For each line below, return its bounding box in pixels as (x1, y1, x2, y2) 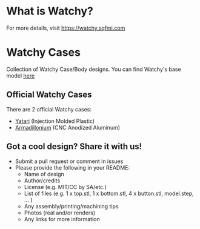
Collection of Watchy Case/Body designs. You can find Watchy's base (6, 65, 181, 73)
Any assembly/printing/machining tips (24, 202, 119, 210)
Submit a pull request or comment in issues (15, 158, 124, 165)
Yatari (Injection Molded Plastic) (15, 117, 95, 125)
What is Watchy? (6, 4, 94, 18)
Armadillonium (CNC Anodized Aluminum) (15, 124, 120, 131)
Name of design (24, 170, 65, 178)
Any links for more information (24, 215, 100, 222)
